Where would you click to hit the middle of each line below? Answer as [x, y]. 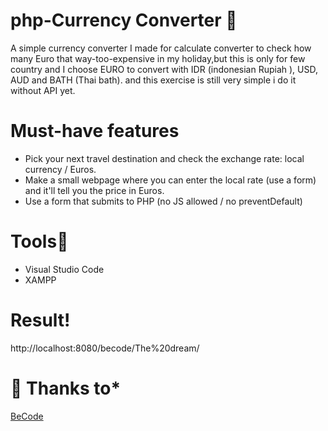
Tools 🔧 [39, 241]
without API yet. [43, 90]
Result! [40, 320]
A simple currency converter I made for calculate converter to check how [161, 48]
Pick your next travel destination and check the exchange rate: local [164, 158]
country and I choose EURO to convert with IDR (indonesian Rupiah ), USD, [164, 69]
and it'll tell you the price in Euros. [94, 190]
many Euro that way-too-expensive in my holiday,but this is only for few [158, 58]
